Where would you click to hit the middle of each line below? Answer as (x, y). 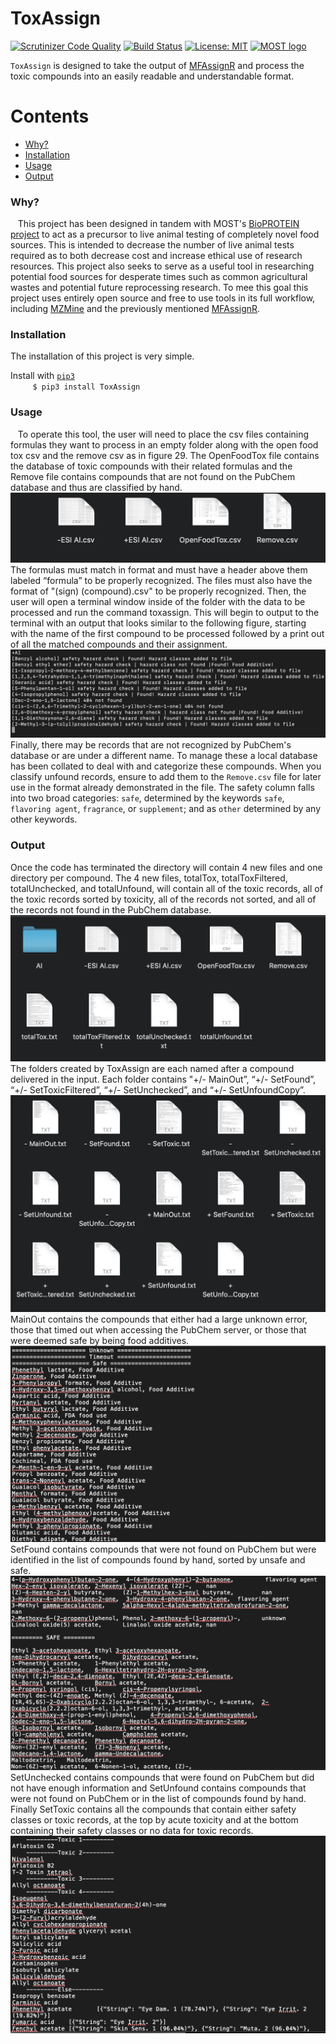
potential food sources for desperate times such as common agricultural (159, 277)
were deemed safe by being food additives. (100, 1340)
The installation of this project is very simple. (102, 356)
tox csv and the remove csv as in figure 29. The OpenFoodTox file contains (165, 455)
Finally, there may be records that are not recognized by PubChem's (151, 745)
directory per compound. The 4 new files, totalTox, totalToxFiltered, (149, 878)
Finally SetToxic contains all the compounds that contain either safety (153, 1809)
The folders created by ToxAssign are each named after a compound (152, 1069)
